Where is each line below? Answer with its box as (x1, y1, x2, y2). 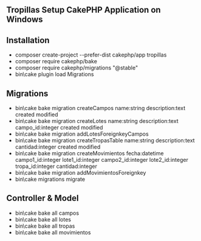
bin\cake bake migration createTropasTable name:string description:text (15, 137, 196, 144)
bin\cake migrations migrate (15, 176, 86, 183)
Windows (6, 15, 43, 25)
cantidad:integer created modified (15, 143, 101, 151)
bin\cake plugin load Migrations (15, 71, 94, 78)
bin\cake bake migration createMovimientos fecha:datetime (15, 150, 164, 157)
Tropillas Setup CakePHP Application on (6, 5, 161, 15)
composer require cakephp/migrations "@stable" (15, 64, 138, 72)
